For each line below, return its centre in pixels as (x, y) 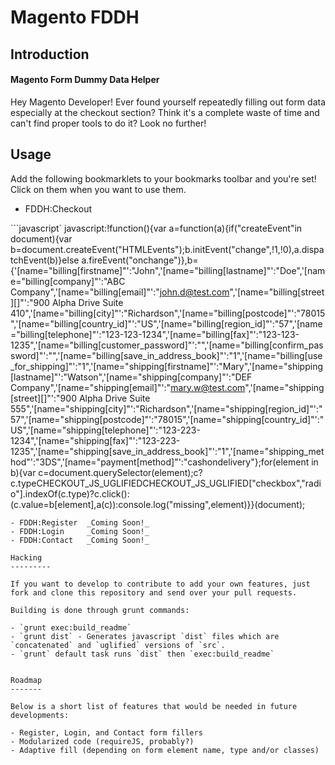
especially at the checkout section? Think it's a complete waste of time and (165, 112)
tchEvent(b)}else (45, 260)
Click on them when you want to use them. (98, 189)
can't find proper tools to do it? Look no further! (108, 123)
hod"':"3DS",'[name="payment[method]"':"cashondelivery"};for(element (160, 462)
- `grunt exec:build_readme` (71, 627)
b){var (23, 472)
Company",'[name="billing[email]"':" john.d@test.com (120, 292)
